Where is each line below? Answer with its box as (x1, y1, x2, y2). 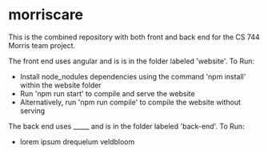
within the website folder (19, 80, 102, 90)
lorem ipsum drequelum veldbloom (19, 136, 135, 146)
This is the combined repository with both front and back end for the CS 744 (8, 32, 260, 42)
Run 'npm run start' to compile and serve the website (19, 88, 195, 98)
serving (19, 106, 46, 115)
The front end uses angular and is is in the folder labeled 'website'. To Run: (8, 56, 254, 66)
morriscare (8, 6, 84, 24)
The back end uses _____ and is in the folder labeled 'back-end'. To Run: (8, 121, 246, 131)
